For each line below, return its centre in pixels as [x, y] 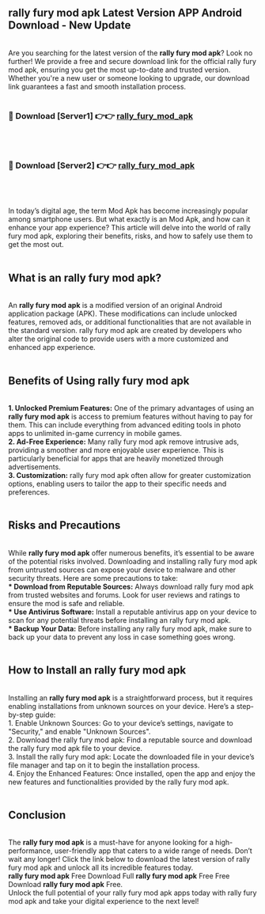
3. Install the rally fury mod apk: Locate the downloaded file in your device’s [131, 757]
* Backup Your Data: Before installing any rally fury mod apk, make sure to [130, 628]
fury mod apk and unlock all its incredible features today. [101, 868]
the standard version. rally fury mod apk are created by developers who [125, 331]
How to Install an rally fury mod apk [97, 671]
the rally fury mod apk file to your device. [75, 748]
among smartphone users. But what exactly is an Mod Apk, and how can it [129, 219]
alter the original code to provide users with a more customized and [119, 339]
